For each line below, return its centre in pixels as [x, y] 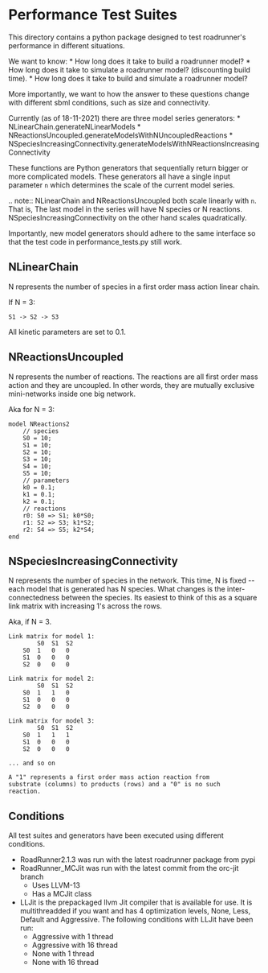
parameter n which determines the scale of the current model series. [122, 185]
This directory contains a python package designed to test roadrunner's [127, 37]
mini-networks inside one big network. [72, 394]
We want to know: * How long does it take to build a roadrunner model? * [130, 61]
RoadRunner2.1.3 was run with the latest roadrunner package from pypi [138, 860]
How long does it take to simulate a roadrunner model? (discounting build [130, 69]
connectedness [34, 598]
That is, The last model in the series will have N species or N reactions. [126, 209]
